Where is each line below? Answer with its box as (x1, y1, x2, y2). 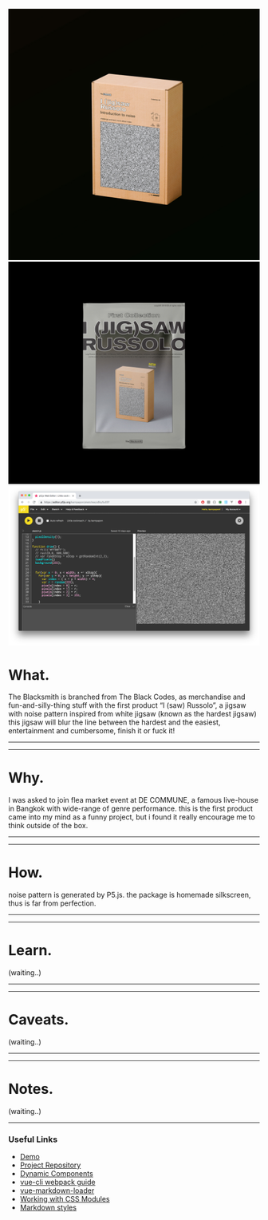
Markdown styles (19, 1202, 77, 1213)
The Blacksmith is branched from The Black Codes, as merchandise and (8, 692, 246, 702)
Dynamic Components (19, 1169, 93, 1179)
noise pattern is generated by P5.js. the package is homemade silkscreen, (8, 890, 251, 900)
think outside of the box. (8, 821, 89, 831)
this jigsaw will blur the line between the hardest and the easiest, (8, 717, 221, 727)
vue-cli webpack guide (19, 1178, 96, 1187)
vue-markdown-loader (19, 1186, 95, 1195)
